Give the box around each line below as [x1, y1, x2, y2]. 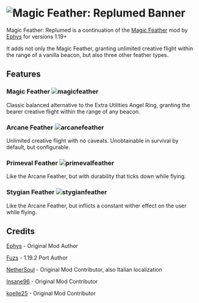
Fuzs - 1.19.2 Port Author [6, 254, 68, 261]
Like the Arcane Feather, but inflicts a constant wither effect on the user [6, 202, 187, 209]
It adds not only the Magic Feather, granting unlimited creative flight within [6, 45, 194, 52]
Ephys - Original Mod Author [6, 242, 78, 250]
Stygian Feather [6, 188, 55, 196]
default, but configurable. [6, 143, 70, 151]
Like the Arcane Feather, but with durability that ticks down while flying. [6, 173, 186, 180]
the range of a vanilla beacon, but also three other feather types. [6, 51, 169, 58]
